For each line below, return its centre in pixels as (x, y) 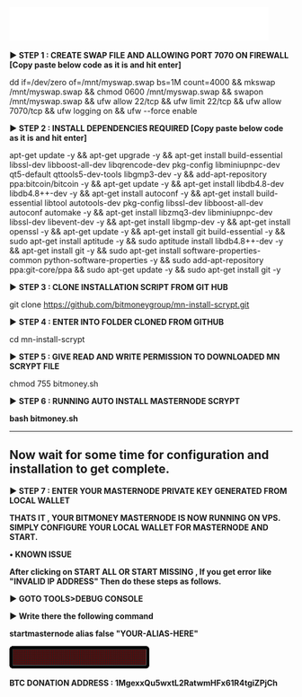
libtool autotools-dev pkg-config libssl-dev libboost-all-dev (154, 203)
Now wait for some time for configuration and (139, 455)
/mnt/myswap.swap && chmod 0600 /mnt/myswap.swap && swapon (136, 92)
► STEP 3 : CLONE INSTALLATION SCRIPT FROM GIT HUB (119, 287)
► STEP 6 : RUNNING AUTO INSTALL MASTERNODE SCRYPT (125, 401)
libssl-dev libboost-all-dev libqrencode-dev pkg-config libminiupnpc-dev (145, 165)
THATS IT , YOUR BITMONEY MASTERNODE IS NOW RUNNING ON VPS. (145, 517)
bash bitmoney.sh (44, 419)
